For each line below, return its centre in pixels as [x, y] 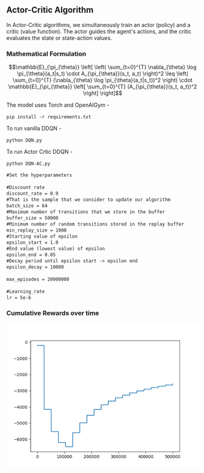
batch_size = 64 [27, 206]
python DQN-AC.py [28, 164]
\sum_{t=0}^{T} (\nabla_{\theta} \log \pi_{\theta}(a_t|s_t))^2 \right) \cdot [103, 80]
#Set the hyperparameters [39, 175]
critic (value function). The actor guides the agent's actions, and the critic [99, 31]
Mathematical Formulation [46, 53]
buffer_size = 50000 [33, 218]
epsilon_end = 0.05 [31, 255]
